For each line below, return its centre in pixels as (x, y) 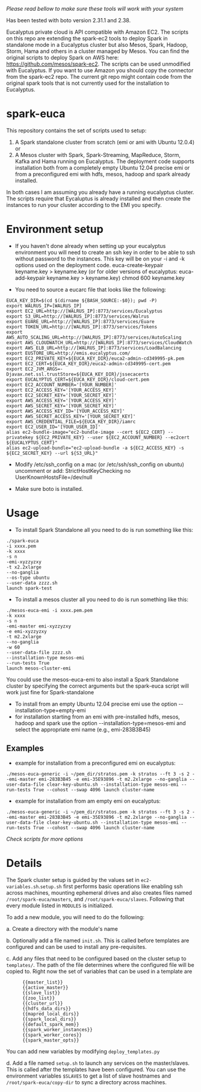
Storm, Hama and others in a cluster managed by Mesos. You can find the (98, 51)
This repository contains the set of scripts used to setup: (76, 130)
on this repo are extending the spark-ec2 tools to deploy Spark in (87, 38)
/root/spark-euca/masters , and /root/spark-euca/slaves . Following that (95, 899)
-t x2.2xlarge (24, 567)
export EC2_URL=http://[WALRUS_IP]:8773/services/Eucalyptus (85, 311)
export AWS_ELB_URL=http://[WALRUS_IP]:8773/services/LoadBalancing (94, 348)
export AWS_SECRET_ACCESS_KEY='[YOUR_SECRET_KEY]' (71, 416)
